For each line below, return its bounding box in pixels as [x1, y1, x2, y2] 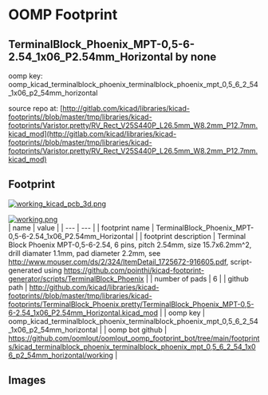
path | [8, 282, 28, 292]
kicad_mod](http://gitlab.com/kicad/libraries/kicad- [8, 130, 177, 138]
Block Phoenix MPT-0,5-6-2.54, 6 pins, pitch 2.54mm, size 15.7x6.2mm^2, [8, 240, 252, 249]
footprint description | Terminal [144, 231, 246, 241]
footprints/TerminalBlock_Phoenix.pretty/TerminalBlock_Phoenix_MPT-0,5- [8, 299, 254, 309]
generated [8, 265, 42, 275]
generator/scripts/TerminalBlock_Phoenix [8, 273, 144, 283]
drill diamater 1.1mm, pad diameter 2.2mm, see [8, 248, 161, 257]
